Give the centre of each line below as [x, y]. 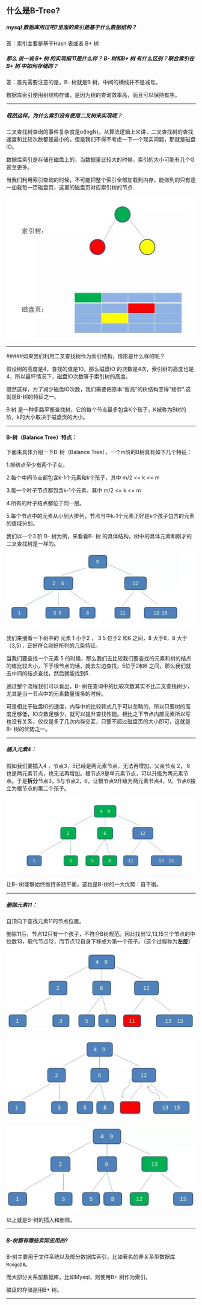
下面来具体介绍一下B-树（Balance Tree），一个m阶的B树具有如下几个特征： [99, 452]
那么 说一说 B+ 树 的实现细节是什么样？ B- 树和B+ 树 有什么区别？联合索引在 [100, 58]
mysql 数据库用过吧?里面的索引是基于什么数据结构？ [72, 27]
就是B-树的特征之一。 [33, 396]
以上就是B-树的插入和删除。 [41, 1220]
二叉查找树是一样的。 [32, 544]
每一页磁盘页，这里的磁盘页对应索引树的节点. [78, 188]
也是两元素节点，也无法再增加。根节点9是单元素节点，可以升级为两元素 [95, 773]
